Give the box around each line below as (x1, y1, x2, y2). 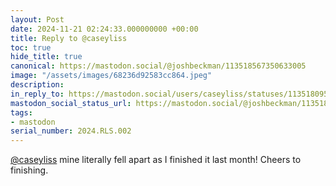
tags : (10, 107, 33, 118)
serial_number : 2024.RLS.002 (10, 126, 132, 136)
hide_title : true (10, 52, 83, 62)
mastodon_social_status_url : (10, 98, 132, 108)
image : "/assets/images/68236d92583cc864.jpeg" (10, 71, 213, 81)
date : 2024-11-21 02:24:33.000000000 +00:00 (10, 24, 199, 34)
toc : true (10, 42, 52, 53)
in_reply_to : (10, 89, 65, 99)
